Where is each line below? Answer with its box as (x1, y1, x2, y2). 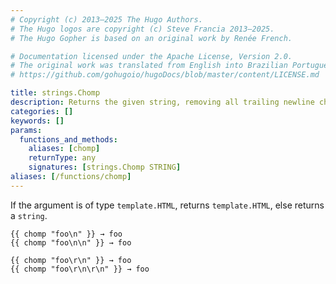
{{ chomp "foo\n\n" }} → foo (10, 237, 132, 248)
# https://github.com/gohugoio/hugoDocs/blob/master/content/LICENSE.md (10, 70, 320, 80)
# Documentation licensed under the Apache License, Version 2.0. (10, 51, 293, 61)
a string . (10, 209, 48, 221)
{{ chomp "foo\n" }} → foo (10, 229, 123, 239)
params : (10, 125, 43, 135)
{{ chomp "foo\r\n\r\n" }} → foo (10, 264, 150, 274)
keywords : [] (10, 116, 65, 126)
